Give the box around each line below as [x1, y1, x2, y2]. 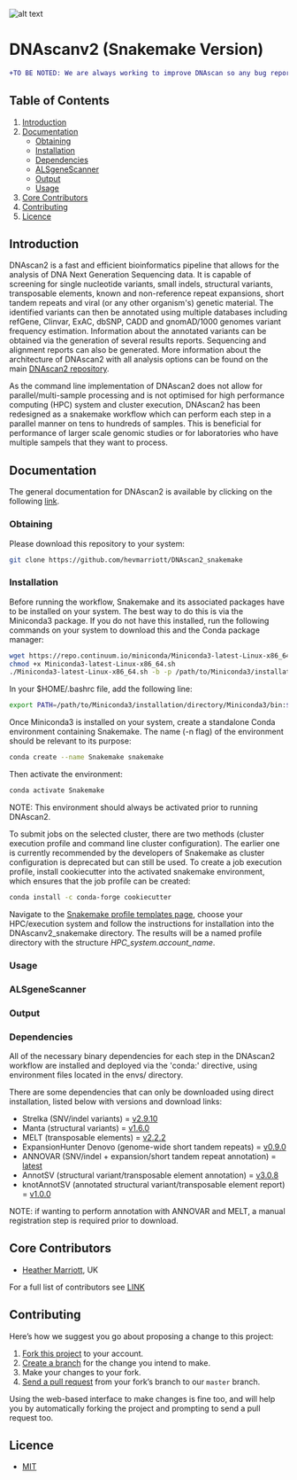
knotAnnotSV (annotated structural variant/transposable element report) [21, 1179, 286, 1189]
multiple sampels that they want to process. [9, 437, 168, 448]
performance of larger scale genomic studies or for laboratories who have [9, 428, 278, 439]
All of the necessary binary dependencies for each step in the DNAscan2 [9, 1050, 276, 1061]
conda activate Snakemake [9, 786, 104, 795]
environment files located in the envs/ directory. [9, 1069, 184, 1080]
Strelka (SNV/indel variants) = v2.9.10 [21, 1113, 158, 1124]
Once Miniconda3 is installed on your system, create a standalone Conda [9, 717, 276, 728]
